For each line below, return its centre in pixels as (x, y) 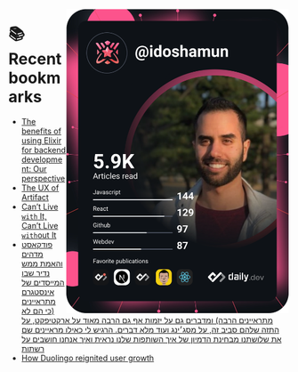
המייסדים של (43, 282)
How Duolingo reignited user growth (88, 358)
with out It (39, 235)
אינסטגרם (38, 291)
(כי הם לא (38, 311)
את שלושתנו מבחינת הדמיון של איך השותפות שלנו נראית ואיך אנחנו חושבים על (151, 339)
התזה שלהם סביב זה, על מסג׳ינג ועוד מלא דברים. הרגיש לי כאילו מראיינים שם (150, 329)
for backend (44, 150)
